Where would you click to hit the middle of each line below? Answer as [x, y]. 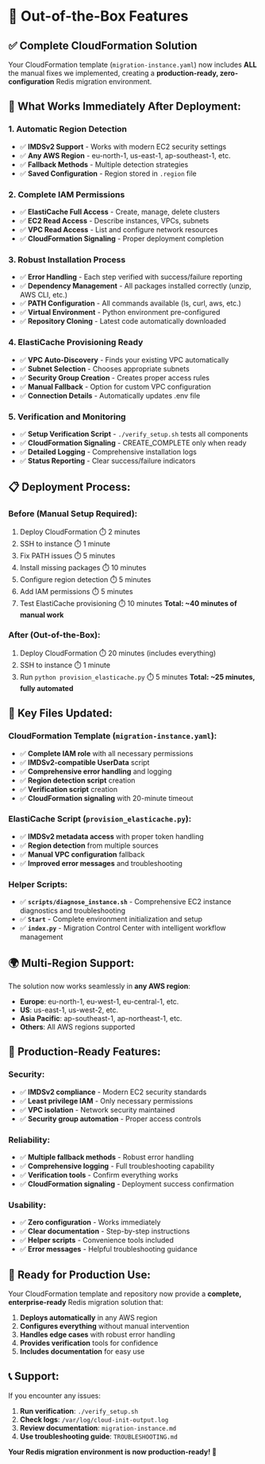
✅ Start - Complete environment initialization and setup [111, 919]
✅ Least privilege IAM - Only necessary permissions [106, 1101]
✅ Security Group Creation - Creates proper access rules [115, 378]
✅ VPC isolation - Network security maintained [97, 1109]
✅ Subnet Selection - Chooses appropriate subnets [105, 368]
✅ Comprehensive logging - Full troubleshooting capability [117, 1166]
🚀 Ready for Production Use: [79, 1274]
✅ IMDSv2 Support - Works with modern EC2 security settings [123, 146]
